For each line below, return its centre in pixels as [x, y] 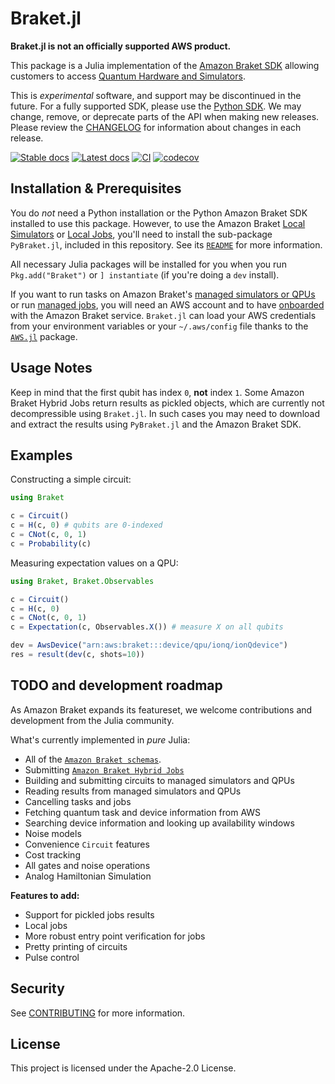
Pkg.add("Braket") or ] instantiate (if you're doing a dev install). [145, 274]
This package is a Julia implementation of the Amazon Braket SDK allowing [165, 65]
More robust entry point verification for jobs [115, 936]
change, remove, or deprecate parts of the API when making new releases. [165, 116]
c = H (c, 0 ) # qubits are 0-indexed [86, 525]
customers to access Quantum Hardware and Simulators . [128, 76]
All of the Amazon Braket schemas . [93, 759]
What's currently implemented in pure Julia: [100, 739]
